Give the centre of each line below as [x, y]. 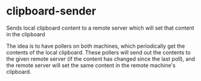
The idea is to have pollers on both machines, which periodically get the [96, 46]
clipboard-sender [51, 11]
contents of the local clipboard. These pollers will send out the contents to [99, 52]
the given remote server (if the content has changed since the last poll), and [101, 59]
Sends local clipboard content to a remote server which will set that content [100, 28]
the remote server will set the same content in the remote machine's [91, 65]
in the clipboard [26, 34]
